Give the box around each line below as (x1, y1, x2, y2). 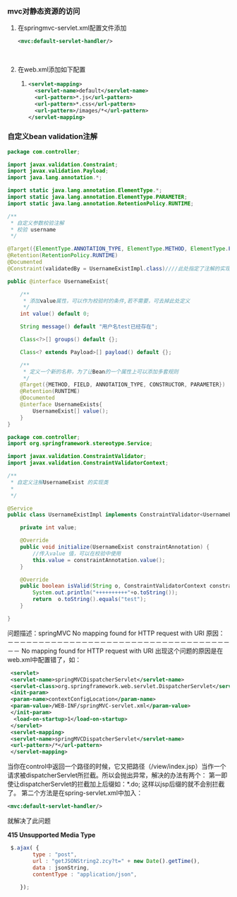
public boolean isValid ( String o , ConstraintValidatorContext (20, 583, 207, 590)
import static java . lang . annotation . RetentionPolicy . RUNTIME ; (7, 200, 194, 207)
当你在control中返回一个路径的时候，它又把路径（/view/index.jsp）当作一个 (7, 762, 226, 771)
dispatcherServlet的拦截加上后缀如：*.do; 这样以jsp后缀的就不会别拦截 (19, 780, 225, 789)
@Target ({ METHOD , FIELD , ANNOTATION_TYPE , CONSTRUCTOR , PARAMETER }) (20, 381, 226, 389)
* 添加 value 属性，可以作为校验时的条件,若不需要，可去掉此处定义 (23, 297, 190, 304)
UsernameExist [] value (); (32, 407, 109, 415)
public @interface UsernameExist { (7, 278, 109, 285)
